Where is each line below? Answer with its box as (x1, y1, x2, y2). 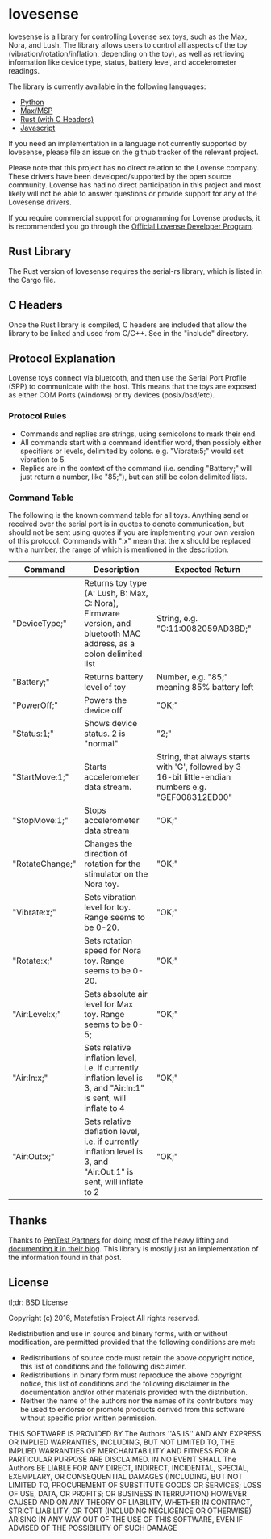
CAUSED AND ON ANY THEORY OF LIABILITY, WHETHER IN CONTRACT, (8, 1497, 252, 1507)
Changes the (84, 838, 133, 849)
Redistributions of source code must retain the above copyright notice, (19, 1352, 256, 1362)
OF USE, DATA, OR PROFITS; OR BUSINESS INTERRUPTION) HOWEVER (8, 1488, 248, 1499)
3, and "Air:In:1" (84, 1082, 145, 1093)
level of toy (84, 681, 127, 692)
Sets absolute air (84, 988, 148, 999)
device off (84, 704, 123, 716)
